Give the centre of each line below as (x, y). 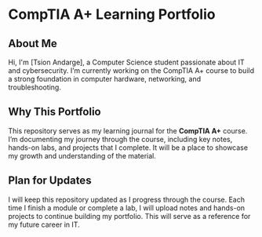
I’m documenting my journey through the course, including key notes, (120, 139)
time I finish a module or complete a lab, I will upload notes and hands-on (127, 208)
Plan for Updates (50, 181)
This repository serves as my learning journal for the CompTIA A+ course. (128, 130)
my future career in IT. (44, 224)
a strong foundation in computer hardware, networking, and (105, 79)
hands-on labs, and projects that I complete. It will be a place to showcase (128, 148)
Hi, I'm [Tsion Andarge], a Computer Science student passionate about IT (126, 62)
